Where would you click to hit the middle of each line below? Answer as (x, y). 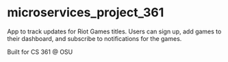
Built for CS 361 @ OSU (40, 52)
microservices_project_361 (86, 13)
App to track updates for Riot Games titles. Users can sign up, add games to (114, 31)
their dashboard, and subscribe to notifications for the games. (94, 38)
